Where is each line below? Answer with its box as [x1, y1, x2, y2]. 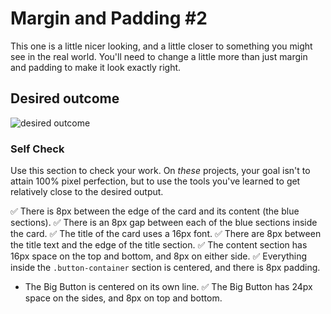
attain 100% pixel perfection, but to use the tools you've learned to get [10, 175, 301, 187]
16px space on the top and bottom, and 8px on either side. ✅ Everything [10, 250, 308, 262]
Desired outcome [10, 90, 120, 107]
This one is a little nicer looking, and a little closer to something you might [10, 40, 313, 52]
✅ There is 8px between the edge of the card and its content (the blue [10, 205, 300, 217]
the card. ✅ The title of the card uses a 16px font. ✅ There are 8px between [10, 228, 322, 240]
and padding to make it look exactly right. [10, 61, 182, 73]
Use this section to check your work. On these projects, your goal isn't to [10, 165, 311, 177]
